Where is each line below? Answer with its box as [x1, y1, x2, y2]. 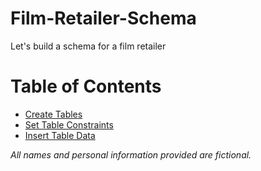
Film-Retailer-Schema [10, 7, 197, 30]
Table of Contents [10, 75, 162, 98]
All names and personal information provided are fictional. [10, 148, 252, 161]
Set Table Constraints [24, 118, 114, 131]
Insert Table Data [24, 129, 96, 141]
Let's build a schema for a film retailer [10, 40, 167, 52]
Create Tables [24, 108, 83, 120]
